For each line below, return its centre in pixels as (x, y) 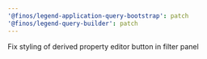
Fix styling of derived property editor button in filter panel (103, 46)
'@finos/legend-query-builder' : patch (73, 23)
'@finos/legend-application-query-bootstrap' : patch (98, 16)
